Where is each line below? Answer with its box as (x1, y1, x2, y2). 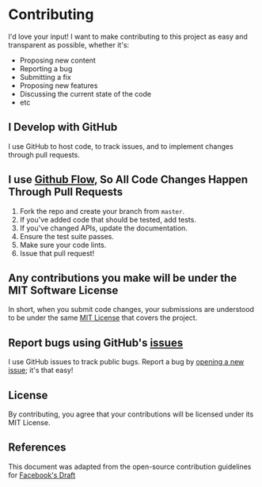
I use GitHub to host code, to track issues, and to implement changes (8, 141, 234, 151)
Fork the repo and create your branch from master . (19, 206, 184, 215)
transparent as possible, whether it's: (8, 40, 130, 49)
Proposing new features (19, 81, 98, 90)
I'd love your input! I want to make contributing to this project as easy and (8, 32, 248, 41)
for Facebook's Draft (8, 470, 76, 480)
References (8, 441, 66, 455)
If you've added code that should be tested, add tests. (19, 215, 196, 224)
